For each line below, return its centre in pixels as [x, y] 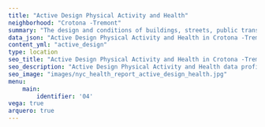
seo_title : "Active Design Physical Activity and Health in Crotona [123, 60]
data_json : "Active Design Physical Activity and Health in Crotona [123, 37]
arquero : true [32, 111]
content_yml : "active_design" [58, 45]
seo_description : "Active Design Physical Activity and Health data [123, 67]
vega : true [26, 103]
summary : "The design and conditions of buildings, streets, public [123, 30]
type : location [33, 52]
